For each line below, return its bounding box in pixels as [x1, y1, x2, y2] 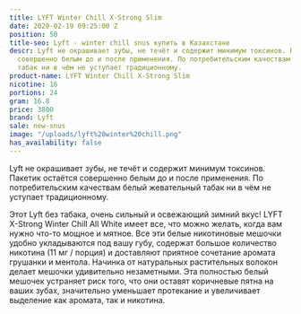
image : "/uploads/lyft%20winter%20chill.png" [9, 130, 182, 139]
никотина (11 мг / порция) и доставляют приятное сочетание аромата [9, 247, 276, 257]
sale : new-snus [9, 122, 66, 131]
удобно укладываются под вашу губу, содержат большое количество [9, 237, 278, 248]
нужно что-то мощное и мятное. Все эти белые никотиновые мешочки [9, 228, 282, 239]
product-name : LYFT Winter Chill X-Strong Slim [9, 72, 191, 81]
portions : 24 [9, 88, 58, 97]
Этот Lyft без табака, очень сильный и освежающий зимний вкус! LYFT [9, 208, 283, 220]
